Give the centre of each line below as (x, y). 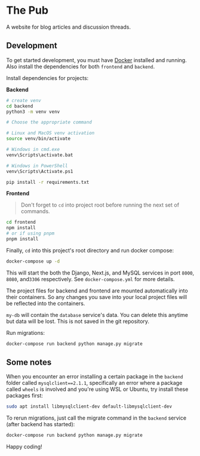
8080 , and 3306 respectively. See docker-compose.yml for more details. (90, 279)
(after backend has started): (41, 424)
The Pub (27, 10)
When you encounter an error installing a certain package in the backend (95, 377)
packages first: (25, 396)
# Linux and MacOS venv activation (50, 133)
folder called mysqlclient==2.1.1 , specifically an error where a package (94, 383)
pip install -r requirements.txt (48, 182)
